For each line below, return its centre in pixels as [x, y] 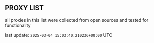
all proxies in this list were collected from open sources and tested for [77, 20]
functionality [18, 25]
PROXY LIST [24, 8]
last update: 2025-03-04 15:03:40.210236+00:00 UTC [59, 35]
